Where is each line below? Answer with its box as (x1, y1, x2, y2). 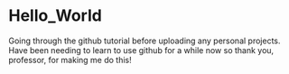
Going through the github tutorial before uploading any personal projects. (8, 35, 281, 46)
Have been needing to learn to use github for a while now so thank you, (8, 44, 275, 55)
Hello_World (8, 5, 103, 26)
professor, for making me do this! (8, 54, 132, 65)
